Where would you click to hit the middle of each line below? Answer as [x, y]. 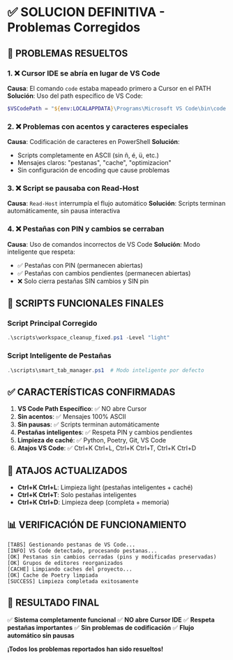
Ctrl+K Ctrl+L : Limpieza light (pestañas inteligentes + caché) [105, 487]
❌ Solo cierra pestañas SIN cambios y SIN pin [83, 281]
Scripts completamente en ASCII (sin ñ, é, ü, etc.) [88, 155]
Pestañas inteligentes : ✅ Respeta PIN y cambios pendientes [105, 432]
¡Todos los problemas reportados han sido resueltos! [85, 649]
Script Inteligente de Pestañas [59, 356]
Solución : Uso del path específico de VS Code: [75, 96]
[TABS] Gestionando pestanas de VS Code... [72, 545]
